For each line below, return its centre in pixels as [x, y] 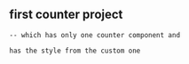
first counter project [66, 15]
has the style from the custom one [75, 51]
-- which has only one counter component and [94, 35]
